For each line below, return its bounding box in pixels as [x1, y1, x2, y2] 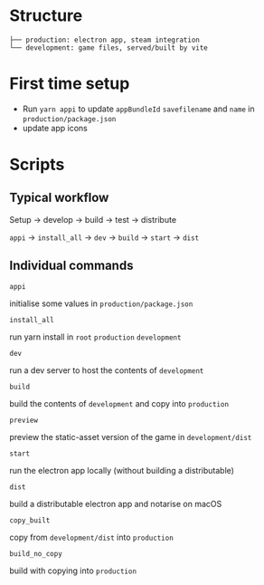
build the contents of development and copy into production [9, 398, 229, 408]
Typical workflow [9, 190, 109, 206]
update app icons [22, 122, 89, 133]
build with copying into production [9, 565, 137, 576]
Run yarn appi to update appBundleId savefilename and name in [22, 103, 255, 114]
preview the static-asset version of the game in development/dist [9, 431, 252, 442]
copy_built [9, 515, 51, 525]
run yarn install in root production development [9, 331, 182, 342]
